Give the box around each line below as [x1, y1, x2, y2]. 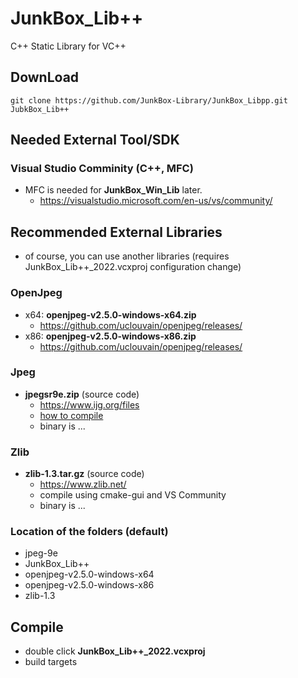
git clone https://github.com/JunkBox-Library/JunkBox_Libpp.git [10, 95, 288, 106]
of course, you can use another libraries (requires [24, 250, 230, 262]
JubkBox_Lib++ [10, 104, 70, 114]
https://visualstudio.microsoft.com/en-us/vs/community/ [39, 195, 273, 207]
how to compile [39, 409, 104, 421]
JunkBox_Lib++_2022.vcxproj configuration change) [24, 261, 242, 273]
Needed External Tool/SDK [10, 132, 180, 149]
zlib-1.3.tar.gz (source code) [24, 468, 145, 480]
